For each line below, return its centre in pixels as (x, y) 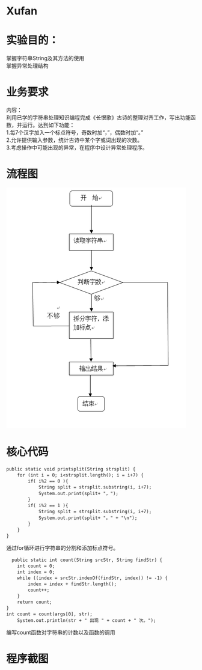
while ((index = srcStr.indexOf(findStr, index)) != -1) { (93, 578)
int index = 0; (36, 572)
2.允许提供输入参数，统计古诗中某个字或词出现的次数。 (75, 140)
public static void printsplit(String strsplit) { (71, 469)
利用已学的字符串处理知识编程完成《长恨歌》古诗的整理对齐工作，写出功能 (98, 118)
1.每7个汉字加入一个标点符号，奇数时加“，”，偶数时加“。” (75, 133)
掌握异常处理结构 (27, 66)
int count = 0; (36, 566)
